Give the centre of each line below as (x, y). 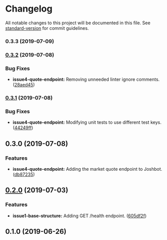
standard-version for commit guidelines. (47, 28)
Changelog (29, 9)
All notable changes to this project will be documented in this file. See (78, 23)
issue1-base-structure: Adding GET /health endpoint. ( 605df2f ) (79, 216)
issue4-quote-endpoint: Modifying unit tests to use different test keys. (87, 122)
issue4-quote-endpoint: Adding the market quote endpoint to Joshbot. (87, 169)
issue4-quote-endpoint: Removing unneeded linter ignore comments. (86, 79)
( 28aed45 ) (24, 85)
